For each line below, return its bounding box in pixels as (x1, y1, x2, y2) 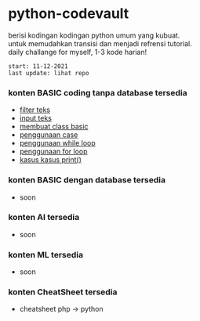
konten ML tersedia (8, 249, 84, 260)
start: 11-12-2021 (8, 62, 68, 70)
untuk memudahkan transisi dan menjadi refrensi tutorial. (8, 38, 192, 48)
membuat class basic (19, 122, 89, 132)
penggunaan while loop (19, 139, 96, 148)
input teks (19, 114, 53, 123)
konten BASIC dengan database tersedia (8, 175, 166, 186)
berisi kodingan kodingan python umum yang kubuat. (8, 31, 180, 40)
